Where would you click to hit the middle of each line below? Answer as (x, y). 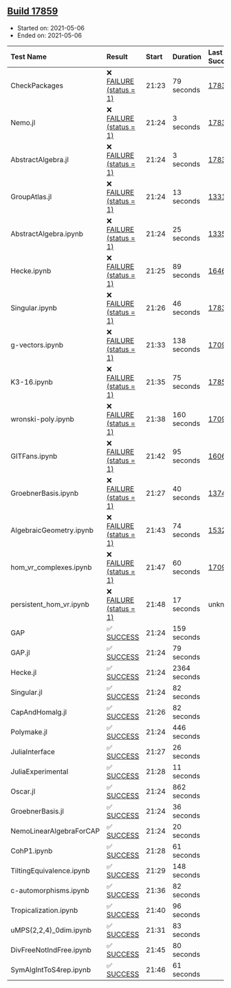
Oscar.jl (23, 791)
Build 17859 (33, 11)
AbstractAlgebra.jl (40, 159)
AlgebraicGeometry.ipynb (52, 530)
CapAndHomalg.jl (39, 712)
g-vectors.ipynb (37, 345)
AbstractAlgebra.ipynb (47, 234)
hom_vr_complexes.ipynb (51, 567)
